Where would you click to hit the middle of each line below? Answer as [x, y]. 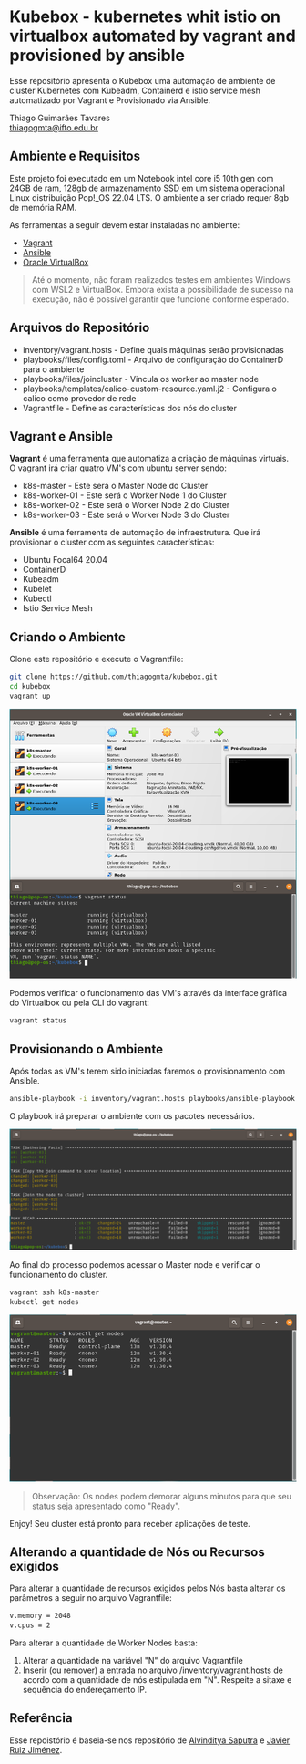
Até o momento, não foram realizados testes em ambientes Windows [161, 279]
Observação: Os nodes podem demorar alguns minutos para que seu [162, 1496]
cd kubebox [30, 687]
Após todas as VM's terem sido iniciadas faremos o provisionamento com [148, 1071]
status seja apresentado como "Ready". [106, 1506]
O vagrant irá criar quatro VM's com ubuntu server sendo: [118, 468]
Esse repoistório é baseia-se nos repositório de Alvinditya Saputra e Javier [150, 1740]
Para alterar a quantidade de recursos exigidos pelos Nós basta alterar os [148, 1588]
